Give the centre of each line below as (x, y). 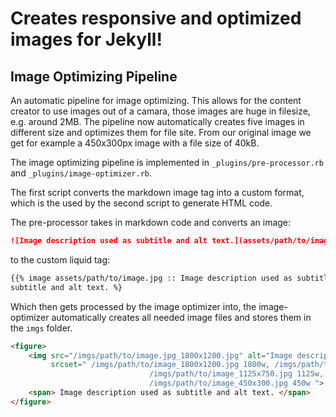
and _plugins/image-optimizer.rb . (81, 173)
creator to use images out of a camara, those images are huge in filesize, (160, 111)
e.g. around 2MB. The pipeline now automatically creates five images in (157, 121)
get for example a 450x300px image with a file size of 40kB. (135, 143)
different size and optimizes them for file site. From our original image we (161, 132)
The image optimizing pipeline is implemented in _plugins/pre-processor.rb (167, 162)
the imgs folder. (41, 328)
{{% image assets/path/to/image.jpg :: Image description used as (151, 278)
